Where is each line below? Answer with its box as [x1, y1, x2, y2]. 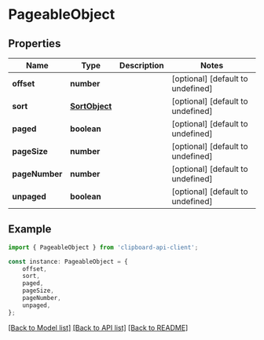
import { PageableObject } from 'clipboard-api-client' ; [8, 243, 199, 251]
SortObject [70, 101, 112, 112]
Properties [8, 37, 61, 50]
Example [8, 222, 52, 236]
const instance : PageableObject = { [8, 258, 128, 265]
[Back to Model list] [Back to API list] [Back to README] [8, 323, 189, 332]
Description [119, 60, 165, 71]
